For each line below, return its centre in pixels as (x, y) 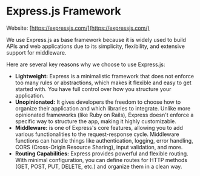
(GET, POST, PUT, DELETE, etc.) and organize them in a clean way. (98, 166)
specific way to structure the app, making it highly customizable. (96, 121)
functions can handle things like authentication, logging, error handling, (104, 140)
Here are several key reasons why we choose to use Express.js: (86, 64)
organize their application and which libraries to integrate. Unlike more (103, 108)
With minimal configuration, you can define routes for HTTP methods (101, 160)
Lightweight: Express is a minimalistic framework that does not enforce (105, 76)
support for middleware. (36, 52)
